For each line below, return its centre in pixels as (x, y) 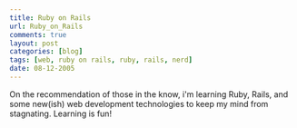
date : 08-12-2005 (42, 69)
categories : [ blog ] (46, 52)
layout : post (34, 43)
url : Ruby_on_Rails (46, 26)
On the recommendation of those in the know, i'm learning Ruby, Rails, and (149, 94)
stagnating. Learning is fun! (60, 113)
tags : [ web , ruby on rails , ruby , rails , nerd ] (101, 60)
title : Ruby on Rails (50, 18)
